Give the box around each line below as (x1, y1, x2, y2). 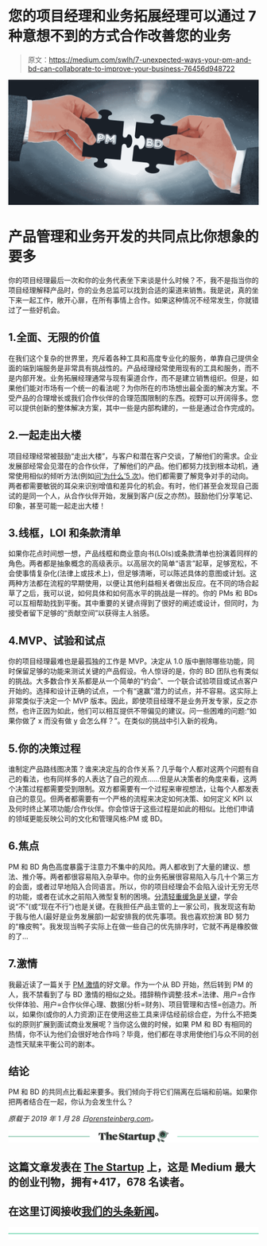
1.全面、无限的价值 (8, 331, 101, 344)
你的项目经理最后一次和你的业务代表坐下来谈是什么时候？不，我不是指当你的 (8, 275, 259, 284)
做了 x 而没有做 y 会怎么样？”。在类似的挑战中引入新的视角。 (21, 716, 222, 726)
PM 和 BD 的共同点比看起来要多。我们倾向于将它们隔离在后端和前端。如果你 (8, 1087, 257, 1097)
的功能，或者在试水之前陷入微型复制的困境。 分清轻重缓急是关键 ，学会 (8, 892, 238, 901)
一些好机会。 (21, 305, 64, 315)
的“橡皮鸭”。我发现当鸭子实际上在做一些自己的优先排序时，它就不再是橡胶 (8, 921, 252, 931)
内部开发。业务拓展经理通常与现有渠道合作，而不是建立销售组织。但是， (14, 373, 252, 382)
